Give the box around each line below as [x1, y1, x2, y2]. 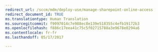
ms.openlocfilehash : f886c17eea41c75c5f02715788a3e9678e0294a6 [5, 26, 140, 31]
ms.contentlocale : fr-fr [5, 30, 57, 35]
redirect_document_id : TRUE [5, 12, 64, 17]
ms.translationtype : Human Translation [5, 16, 88, 21]
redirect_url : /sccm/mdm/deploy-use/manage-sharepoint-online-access [5, 7, 153, 12]
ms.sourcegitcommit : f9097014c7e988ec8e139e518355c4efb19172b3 [5, 21, 140, 26]
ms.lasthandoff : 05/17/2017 [5, 35, 64, 40]
